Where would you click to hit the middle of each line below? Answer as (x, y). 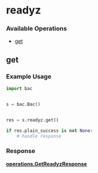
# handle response (39, 136)
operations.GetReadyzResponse (47, 164)
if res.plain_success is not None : (50, 130)
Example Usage (29, 76)
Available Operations (37, 29)
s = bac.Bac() (23, 104)
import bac (19, 89)
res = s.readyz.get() (33, 120)
